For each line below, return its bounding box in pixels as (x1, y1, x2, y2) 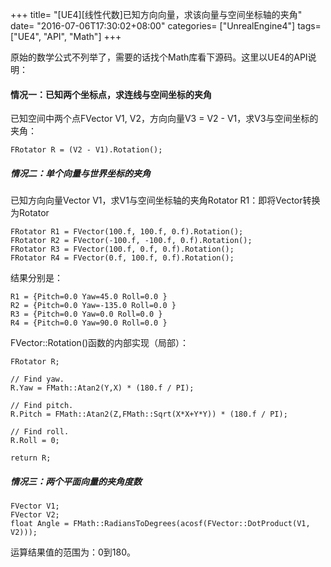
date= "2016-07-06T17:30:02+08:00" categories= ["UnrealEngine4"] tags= (10, 20, 322, 32)
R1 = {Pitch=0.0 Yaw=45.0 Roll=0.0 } (10, 292, 168, 302)
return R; (10, 453, 52, 463)
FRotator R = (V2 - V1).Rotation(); (10, 145, 163, 155)
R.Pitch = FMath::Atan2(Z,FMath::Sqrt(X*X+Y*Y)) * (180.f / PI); (10, 409, 288, 420)
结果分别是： (10, 272, 63, 284)
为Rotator (10, 207, 50, 219)
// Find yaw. (10, 374, 65, 385)
